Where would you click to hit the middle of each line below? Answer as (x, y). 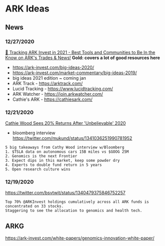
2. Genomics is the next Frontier (41, 156)
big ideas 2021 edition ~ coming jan (49, 78)
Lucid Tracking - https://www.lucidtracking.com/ (63, 89)
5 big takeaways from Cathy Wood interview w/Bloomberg (65, 148)
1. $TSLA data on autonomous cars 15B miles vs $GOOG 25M (67, 152)
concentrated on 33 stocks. (35, 206)
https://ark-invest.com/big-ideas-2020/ (53, 67)
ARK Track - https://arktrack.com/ (47, 83)
